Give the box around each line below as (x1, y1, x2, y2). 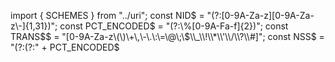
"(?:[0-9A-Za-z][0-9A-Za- (206, 10, 315, 21)
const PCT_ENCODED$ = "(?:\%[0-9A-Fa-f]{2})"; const (59, 20, 289, 32)
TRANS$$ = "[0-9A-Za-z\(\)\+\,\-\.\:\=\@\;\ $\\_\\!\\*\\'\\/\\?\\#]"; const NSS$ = (10, 31, 325, 42)
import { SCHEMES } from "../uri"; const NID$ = (10, 10, 205, 21)
